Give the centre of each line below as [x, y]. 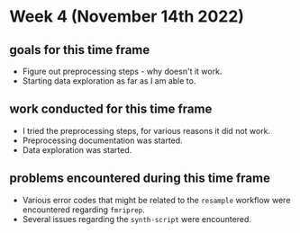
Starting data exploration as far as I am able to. [109, 81]
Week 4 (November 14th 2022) [127, 17]
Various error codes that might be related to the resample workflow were [156, 200]
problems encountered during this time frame [140, 179]
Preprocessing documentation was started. [102, 140]
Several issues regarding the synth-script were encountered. [137, 219]
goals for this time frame [80, 50]
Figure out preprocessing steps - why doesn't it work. [122, 71]
